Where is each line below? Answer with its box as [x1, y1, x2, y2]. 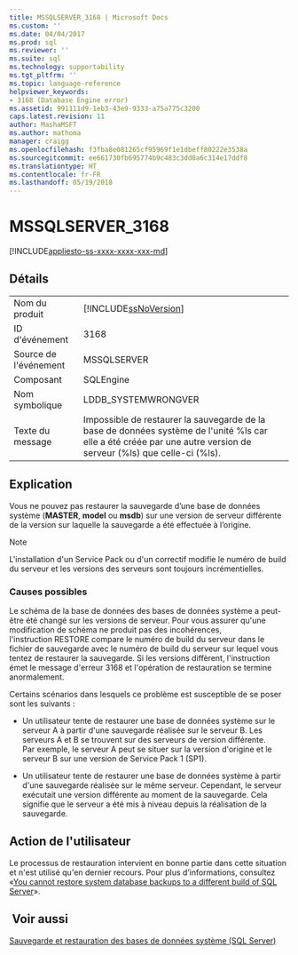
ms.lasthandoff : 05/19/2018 [9, 179, 114, 187]
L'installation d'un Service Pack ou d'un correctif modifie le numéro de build [9, 553, 286, 564]
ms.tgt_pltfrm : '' [9, 71, 77, 80]
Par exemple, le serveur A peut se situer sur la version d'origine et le [21, 744, 272, 754]
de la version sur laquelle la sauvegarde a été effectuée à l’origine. [9, 519, 251, 529]
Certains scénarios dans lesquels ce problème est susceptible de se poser [9, 688, 282, 699]
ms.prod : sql [9, 37, 58, 47]
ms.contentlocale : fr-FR [9, 170, 101, 179]
